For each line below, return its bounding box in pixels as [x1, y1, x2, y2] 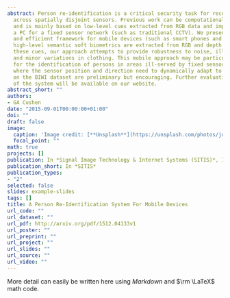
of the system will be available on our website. [13, 80, 157, 87]
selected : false [7, 182, 53, 189]
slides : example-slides [7, 188, 75, 195]
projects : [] [7, 150, 44, 158]
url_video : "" [7, 258, 48, 265]
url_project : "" [7, 239, 53, 247]
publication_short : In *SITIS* [7, 162, 97, 170]
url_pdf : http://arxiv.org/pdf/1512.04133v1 [7, 220, 136, 227]
